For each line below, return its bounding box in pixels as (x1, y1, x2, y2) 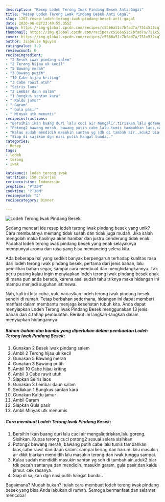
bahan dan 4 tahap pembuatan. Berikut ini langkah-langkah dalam (5, 311, 139, 317)
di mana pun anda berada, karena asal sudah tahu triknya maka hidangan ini (5, 276, 159, 282)
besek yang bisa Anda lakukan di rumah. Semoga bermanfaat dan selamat (5, 487, 156, 493)
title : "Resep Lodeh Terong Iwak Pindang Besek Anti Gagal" (5, 12, 131, 17)
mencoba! (5, 492, 26, 499)
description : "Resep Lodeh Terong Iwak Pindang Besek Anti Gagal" (5, 7, 144, 12)
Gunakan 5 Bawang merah (12, 355, 67, 362)
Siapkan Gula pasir (12, 402, 51, 408)
